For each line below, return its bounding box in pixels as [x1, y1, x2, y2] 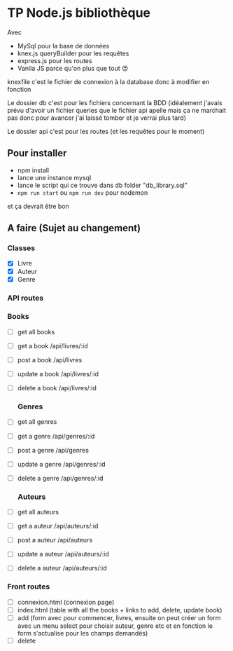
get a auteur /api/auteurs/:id [17, 522, 99, 530]
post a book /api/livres [17, 355, 83, 364]
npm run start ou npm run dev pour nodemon [17, 188, 148, 197]
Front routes [7, 582, 50, 591]
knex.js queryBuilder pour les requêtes [17, 49, 129, 57]
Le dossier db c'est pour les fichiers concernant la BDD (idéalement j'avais [7, 98, 223, 107]
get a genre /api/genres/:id [17, 432, 95, 440]
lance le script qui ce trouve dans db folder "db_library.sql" [17, 181, 188, 189]
